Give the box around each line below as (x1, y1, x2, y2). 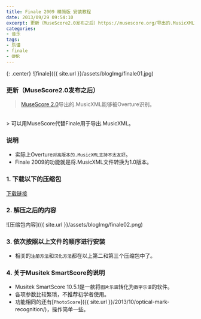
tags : (6, 37, 20, 43)
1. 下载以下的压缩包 (6, 175, 62, 183)
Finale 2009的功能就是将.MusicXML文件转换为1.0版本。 (14, 158, 153, 165)
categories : (6, 25, 36, 32)
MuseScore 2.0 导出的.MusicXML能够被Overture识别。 (20, 100, 156, 108)
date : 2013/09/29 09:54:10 (6, 14, 74, 20)
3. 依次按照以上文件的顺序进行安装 (6, 237, 106, 246)
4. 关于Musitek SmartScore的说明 (6, 269, 105, 277)
